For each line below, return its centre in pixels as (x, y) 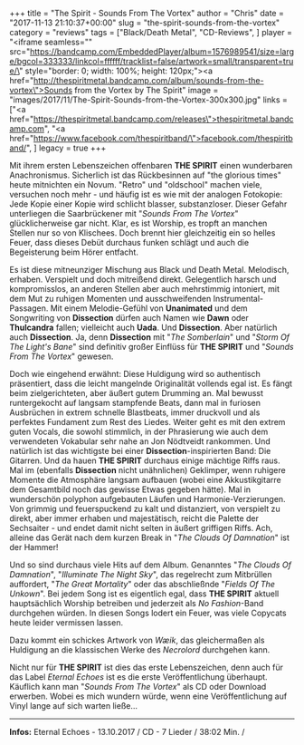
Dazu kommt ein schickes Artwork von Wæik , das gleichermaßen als (137, 640)
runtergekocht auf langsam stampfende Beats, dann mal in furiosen (135, 403)
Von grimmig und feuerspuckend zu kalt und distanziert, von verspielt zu (145, 508)
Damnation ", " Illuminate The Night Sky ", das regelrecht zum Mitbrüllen (141, 574)
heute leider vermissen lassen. (66, 623)
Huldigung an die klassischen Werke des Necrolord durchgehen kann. (140, 650)
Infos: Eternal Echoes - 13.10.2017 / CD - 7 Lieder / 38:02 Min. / (127, 732)
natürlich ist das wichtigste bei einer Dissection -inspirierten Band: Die (140, 451)
